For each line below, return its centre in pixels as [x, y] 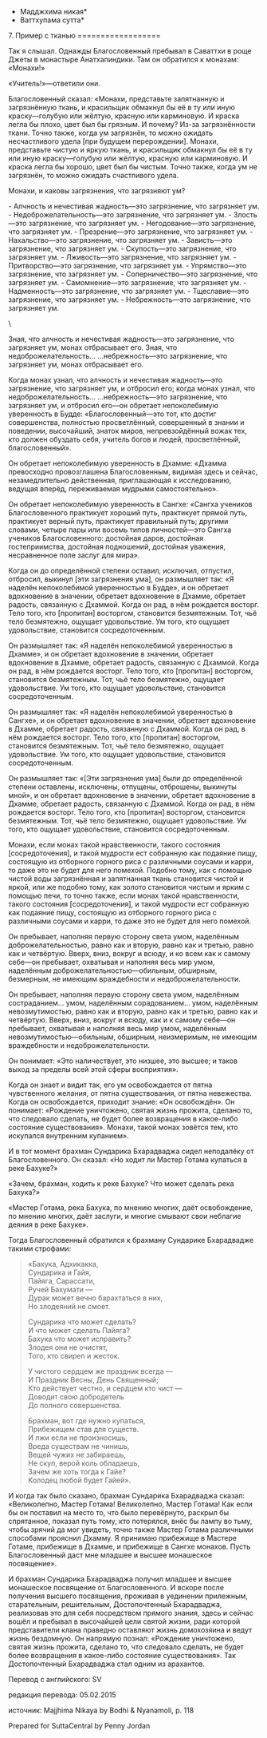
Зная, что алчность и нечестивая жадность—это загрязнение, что [122, 339]
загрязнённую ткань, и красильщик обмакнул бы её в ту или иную [122, 107]
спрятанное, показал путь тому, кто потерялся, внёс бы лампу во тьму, [130, 1521]
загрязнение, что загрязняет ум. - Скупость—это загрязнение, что [122, 248]
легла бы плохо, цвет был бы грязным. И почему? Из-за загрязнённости [132, 124]
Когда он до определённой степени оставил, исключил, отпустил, [121, 571]
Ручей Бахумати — [60, 1290]
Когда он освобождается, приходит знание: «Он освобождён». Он [122, 1102]
